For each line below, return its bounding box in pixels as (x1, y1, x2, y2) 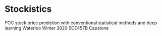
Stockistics (4, 3, 52, 15)
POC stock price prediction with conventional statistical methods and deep (4, 20, 157, 26)
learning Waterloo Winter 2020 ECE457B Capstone (4, 25, 109, 31)
